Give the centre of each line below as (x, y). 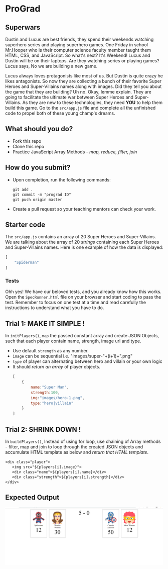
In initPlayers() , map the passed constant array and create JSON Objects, (82, 336)
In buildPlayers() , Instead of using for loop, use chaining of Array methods (83, 441)
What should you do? (39, 129)
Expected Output (32, 497)
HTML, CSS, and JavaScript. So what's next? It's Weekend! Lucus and (78, 55)
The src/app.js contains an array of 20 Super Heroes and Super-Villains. (81, 237)
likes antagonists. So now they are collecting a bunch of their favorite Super (83, 81)
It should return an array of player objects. (56, 367)
